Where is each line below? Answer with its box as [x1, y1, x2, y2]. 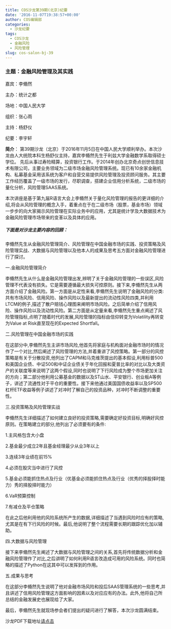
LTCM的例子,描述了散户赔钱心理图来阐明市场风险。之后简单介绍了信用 [5, 301, 153, 307]
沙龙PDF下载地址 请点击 [5, 618, 54, 624]
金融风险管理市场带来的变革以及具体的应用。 [5, 214, 99, 220]
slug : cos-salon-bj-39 [5, 50, 53, 55]
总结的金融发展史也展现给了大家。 [5, 596, 77, 602]
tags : [5, 31, 17, 36]
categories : [5, 21, 31, 27]
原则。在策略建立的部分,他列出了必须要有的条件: [5, 421, 106, 427]
